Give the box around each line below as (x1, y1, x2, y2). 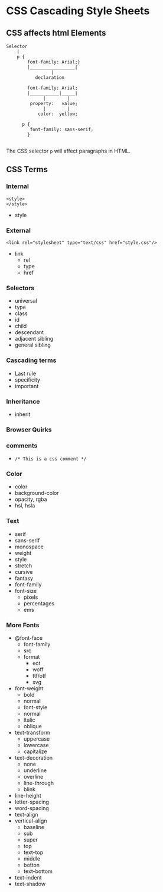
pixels (23, 593, 38, 601)
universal (14, 297, 37, 304)
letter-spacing (14, 798, 49, 805)
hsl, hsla (14, 502, 35, 509)
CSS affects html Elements (6, 28, 106, 38)
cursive (14, 568, 33, 575)
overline (23, 773, 44, 780)
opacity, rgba (14, 496, 47, 503)
